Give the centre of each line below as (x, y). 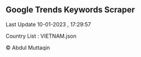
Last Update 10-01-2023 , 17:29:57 (49, 24)
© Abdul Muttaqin (28, 47)
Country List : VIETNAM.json (41, 36)
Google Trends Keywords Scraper (70, 10)
